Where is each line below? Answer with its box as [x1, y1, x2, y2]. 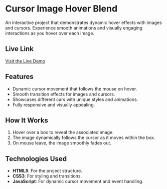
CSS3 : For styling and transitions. [12, 173, 82, 179]
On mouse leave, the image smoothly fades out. [12, 140, 112, 146]
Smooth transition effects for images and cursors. [12, 91, 115, 97]
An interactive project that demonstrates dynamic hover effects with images [5, 19, 162, 25]
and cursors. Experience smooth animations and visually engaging [5, 24, 143, 30]
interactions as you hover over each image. [5, 30, 94, 36]
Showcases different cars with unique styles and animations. [12, 96, 138, 102]
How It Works [5, 116, 49, 124]
